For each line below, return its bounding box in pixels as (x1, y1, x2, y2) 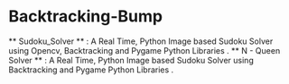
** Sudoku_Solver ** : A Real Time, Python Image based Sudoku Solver (8, 36, 274, 46)
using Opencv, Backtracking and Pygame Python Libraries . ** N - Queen (8, 45, 281, 55)
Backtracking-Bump (8, 6, 163, 27)
